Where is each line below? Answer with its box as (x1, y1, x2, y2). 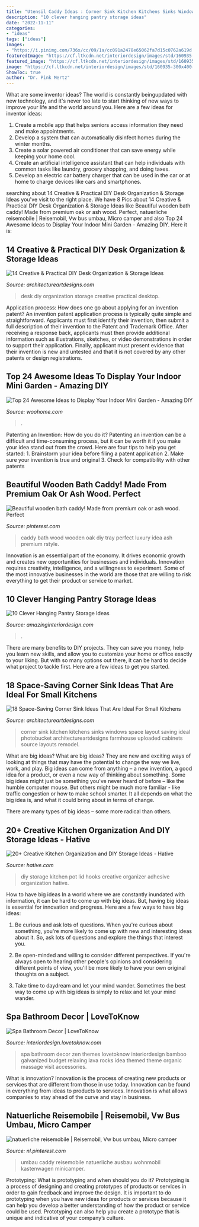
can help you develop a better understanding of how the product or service (6, 1202, 190, 1209)
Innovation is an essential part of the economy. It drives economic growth (6, 552, 185, 559)
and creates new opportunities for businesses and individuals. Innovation (6, 558, 185, 565)
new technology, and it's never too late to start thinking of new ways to (6, 97, 179, 104)
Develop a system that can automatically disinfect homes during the (14, 134, 181, 141)
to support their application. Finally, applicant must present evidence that (6, 341, 185, 349)
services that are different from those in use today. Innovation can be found (6, 1081, 191, 1088)
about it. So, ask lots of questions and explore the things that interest (14, 934, 183, 941)
